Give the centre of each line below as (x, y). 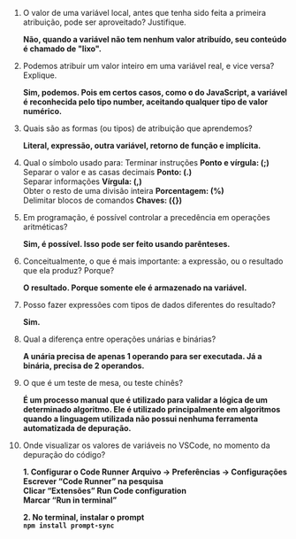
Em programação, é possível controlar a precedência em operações (146, 217)
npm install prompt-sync (68, 526)
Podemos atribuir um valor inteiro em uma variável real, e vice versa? (148, 66)
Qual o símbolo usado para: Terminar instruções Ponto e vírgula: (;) (146, 162)
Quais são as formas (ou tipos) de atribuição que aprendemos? (137, 128)
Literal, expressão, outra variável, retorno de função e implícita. (142, 146)
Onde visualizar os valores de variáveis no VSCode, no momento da (146, 445)
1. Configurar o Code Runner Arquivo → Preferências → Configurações (155, 472)
